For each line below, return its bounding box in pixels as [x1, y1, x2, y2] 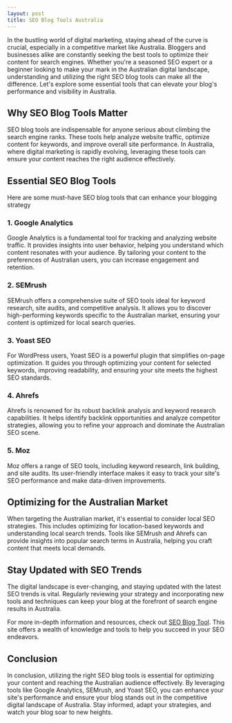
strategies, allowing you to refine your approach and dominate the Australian [7, 421, 225, 429]
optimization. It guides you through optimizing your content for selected [7, 359, 211, 367]
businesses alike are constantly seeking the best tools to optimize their [7, 50, 209, 59]
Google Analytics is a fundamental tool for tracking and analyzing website [7, 233, 217, 242]
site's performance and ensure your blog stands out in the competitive [7, 693, 208, 702]
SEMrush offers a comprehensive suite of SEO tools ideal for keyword [7, 296, 206, 305]
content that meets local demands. [7, 544, 106, 553]
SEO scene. [7, 429, 41, 437]
